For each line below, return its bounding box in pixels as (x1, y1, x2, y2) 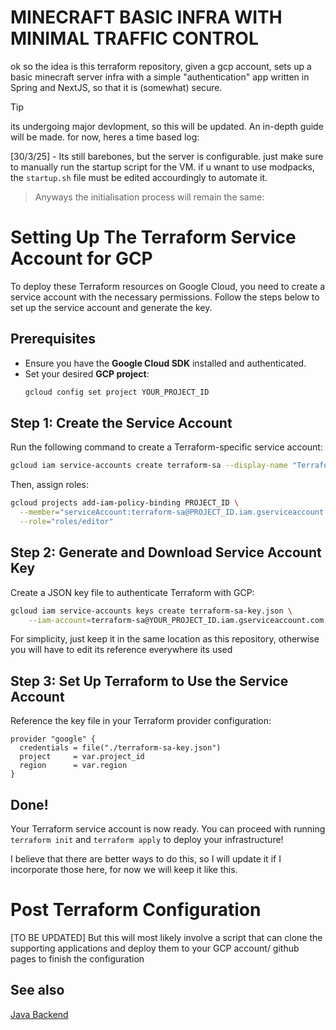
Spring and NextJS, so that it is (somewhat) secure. (10, 81, 223, 93)
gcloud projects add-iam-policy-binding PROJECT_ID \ (10, 498, 240, 508)
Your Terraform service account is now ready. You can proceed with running (10, 823, 326, 835)
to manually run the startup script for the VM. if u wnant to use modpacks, (10, 161, 315, 173)
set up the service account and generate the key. (10, 301, 213, 313)
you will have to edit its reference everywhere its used (10, 644, 233, 656)
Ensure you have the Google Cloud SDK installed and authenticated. (24, 357, 307, 369)
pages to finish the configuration (10, 953, 145, 965)
